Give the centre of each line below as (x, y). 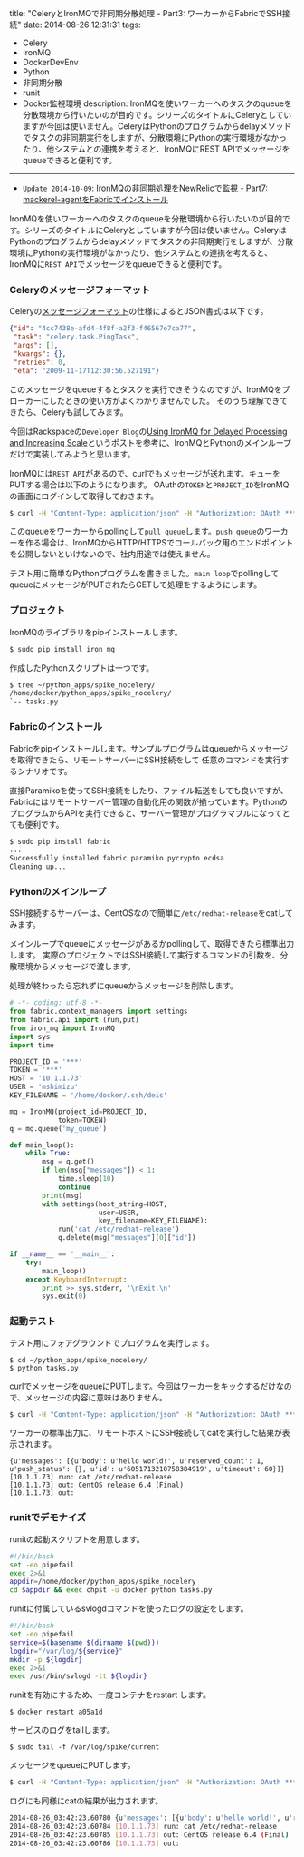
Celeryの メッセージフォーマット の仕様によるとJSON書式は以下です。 (139, 311)
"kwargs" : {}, (40, 354)
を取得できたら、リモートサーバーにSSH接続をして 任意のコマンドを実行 (145, 760)
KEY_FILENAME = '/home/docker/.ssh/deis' (89, 1096)
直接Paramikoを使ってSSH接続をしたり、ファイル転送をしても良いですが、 (149, 790)
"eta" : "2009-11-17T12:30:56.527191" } (86, 370)
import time (32, 1045)
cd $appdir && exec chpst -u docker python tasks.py (111, 1590)
